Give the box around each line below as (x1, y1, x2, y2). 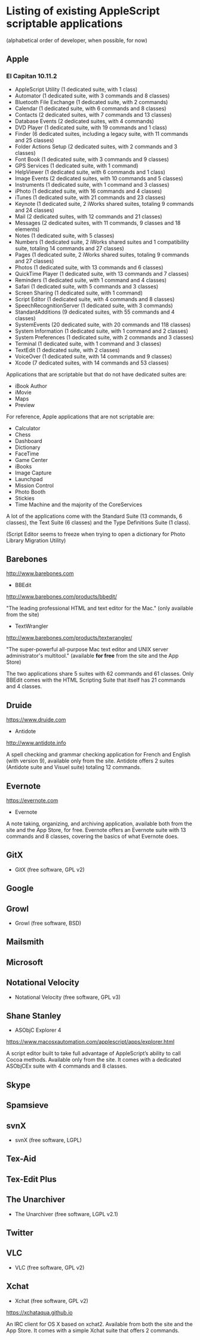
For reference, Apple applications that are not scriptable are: (6, 413, 155, 420)
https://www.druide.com (6, 716, 66, 724)
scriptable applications (6, 17, 123, 31)
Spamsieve (6, 1100, 49, 1111)
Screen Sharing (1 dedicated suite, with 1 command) (14, 289, 143, 296)
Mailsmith (6, 937, 44, 947)
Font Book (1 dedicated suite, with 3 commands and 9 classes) (14, 156, 169, 163)
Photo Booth (14, 488, 46, 495)
